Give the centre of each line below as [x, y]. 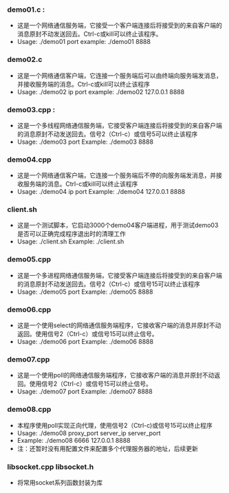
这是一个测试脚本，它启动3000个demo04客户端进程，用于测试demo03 [118, 226]
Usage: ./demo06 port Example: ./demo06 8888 [85, 342]
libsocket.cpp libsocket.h [51, 467]
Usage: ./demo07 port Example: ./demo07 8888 [85, 392]
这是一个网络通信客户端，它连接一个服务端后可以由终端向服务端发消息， [119, 75]
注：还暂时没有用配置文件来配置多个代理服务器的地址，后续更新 [107, 448]
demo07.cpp [29, 359]
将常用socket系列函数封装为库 [60, 482]
